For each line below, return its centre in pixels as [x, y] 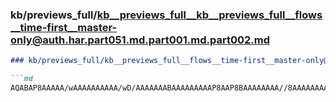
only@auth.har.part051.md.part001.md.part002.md [140, 40]
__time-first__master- [64, 27]
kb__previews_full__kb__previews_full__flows [209, 15]
